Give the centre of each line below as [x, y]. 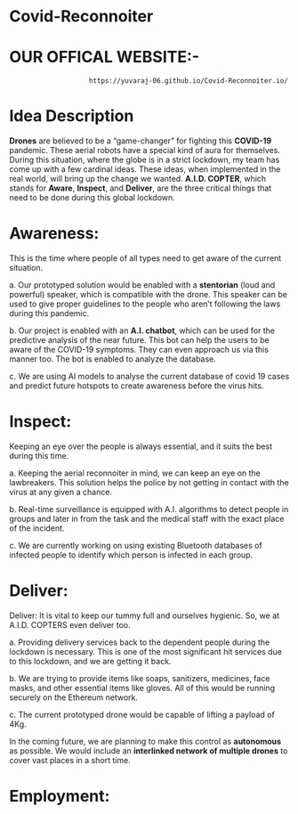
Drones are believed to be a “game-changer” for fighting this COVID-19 [141, 141]
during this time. [39, 455]
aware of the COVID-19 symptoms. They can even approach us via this [139, 350]
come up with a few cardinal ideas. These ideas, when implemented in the [145, 169]
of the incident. [37, 528]
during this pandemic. [49, 313]
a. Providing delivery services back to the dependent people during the [140, 642]
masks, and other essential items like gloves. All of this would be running [142, 688]
